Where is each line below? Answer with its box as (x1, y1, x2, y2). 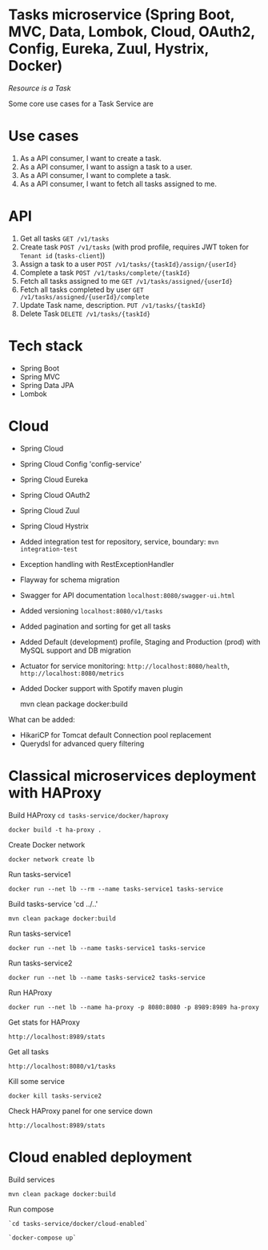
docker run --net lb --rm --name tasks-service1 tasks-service (8, 884, 224, 893)
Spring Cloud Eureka (19, 475, 89, 484)
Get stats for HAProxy (8, 1017, 80, 1027)
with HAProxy (8, 783, 102, 802)
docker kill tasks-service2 (8, 1092, 102, 1100)
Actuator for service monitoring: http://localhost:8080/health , (19, 661, 230, 670)
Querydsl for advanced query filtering (19, 738, 145, 748)
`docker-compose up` (8, 1233, 78, 1242)
